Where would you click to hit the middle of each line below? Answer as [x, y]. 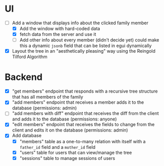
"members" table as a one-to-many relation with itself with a [83, 141]
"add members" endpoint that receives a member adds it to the [78, 102]
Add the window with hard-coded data [60, 29]
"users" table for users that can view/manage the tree [76, 152]
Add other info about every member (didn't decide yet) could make [89, 40]
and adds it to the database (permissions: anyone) [64, 119]
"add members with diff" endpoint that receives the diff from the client [85, 113]
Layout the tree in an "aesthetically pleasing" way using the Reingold [84, 51]
